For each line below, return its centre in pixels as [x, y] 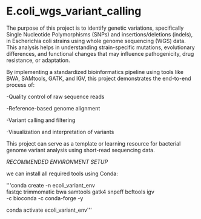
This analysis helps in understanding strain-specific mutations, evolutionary [100, 47]
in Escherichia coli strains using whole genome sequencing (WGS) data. [96, 41]
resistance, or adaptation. [38, 60]
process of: [21, 85]
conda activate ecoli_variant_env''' [49, 210]
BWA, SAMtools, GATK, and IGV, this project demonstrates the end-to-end [99, 78]
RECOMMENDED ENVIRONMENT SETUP [57, 161]
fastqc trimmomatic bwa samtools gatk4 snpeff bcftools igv [80, 192]
